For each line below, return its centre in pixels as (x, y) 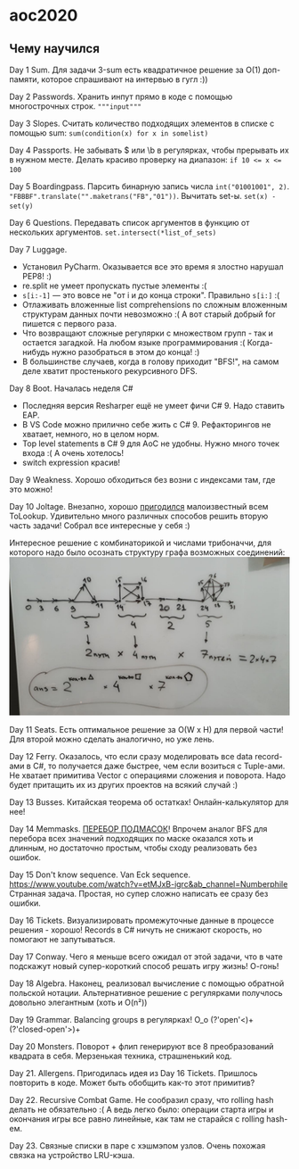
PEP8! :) (36, 276)
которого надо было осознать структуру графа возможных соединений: (147, 552)
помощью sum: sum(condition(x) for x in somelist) (109, 133)
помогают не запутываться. (62, 939)
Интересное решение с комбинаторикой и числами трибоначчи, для (140, 543)
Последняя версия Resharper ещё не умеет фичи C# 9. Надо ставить (153, 406)
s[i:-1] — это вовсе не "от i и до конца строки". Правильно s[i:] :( (151, 295)
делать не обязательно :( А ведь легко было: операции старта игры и (141, 1109)
